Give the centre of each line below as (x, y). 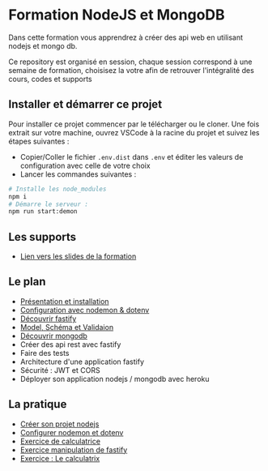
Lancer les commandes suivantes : (78, 174)
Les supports (43, 237)
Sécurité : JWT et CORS (60, 370)
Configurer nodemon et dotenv (72, 432)
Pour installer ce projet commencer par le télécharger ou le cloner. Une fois (134, 124)
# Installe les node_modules (57, 189)
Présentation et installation (64, 301)
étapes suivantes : (39, 141)
